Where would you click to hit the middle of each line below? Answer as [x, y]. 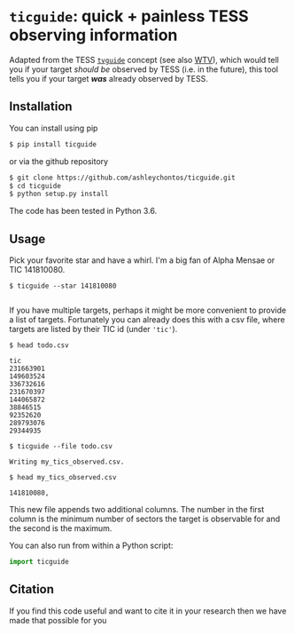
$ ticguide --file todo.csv [61, 447]
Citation [32, 589]
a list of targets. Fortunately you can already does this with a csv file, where [147, 320]
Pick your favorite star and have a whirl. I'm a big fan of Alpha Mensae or [142, 260]
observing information [93, 35]
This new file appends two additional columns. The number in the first [137, 510]
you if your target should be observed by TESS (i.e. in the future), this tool [144, 69]
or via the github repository [59, 161]
